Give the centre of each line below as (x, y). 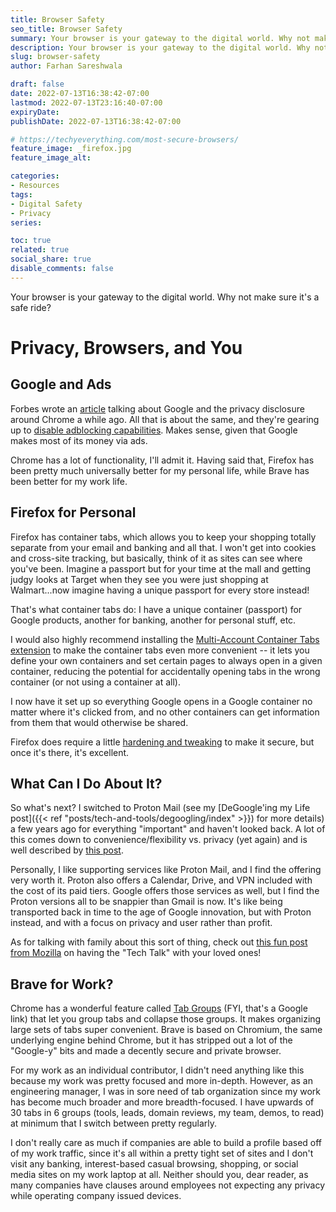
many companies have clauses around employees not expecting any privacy (168, 1185)
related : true (40, 250)
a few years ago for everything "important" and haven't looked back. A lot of (168, 829)
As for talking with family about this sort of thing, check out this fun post (159, 942)
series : (26, 222)
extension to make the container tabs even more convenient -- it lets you (160, 650)
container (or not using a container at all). (95, 682)
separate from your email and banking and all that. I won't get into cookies (163, 547)
